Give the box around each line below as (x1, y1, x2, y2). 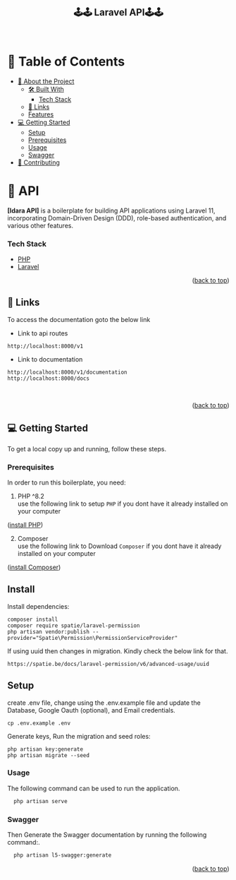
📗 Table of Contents (7, 54, 125, 69)
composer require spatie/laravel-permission (7, 622, 140, 629)
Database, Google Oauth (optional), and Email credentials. (7, 706, 176, 714)
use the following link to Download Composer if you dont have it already (17, 542, 222, 550)
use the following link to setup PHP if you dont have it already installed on (17, 499, 228, 508)
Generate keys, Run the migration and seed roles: (7, 732, 151, 740)
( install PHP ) (7, 521, 44, 529)
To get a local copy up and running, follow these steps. (7, 444, 167, 453)
